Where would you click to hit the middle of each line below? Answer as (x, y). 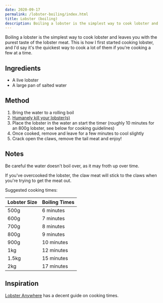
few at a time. (19, 53)
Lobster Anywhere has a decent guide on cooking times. (62, 295)
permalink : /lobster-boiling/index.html (47, 14)
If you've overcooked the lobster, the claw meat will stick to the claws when (81, 175)
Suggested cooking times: (31, 190)
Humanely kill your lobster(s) (41, 118)
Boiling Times (58, 202)
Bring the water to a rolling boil (43, 112)
